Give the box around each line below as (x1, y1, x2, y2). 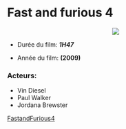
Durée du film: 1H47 (17, 40, 74, 49)
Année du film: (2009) (17, 54, 81, 62)
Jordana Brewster (17, 101, 68, 109)
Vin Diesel (17, 86, 46, 95)
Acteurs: (7, 71, 37, 80)
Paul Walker (17, 94, 52, 102)
